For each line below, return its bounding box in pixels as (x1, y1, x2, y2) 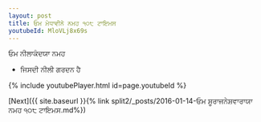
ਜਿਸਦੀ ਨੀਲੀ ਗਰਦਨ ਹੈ (19, 65, 81, 75)
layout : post (8, 11, 52, 20)
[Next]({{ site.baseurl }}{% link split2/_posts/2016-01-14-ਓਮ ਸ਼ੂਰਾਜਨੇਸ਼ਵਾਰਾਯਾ (8, 96, 253, 106)
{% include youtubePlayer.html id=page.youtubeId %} (8, 81, 187, 91)
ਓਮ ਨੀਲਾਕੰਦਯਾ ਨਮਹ (8, 49, 66, 59)
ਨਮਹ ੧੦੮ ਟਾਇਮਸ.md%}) (8, 105, 87, 115)
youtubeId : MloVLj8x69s (8, 26, 88, 35)
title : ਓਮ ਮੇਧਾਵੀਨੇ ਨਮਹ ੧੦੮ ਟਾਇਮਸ (8, 19, 116, 27)
